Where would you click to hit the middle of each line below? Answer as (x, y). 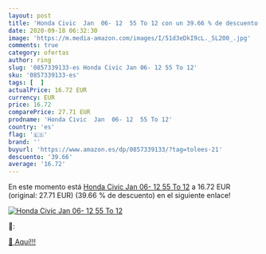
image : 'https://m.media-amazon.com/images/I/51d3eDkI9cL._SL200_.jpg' (129, 38)
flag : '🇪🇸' (28, 134)
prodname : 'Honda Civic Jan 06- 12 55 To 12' (90, 120)
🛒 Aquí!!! (22, 242)
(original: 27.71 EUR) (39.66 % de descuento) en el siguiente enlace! (119, 196)
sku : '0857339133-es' (44, 75)
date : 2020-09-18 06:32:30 (53, 30)
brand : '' (25, 142)
